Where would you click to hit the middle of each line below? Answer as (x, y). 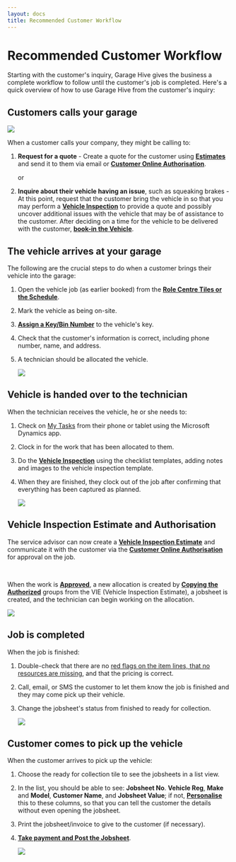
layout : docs (26, 14)
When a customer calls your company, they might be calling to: (99, 143)
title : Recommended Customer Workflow (64, 21)
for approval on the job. (41, 557)
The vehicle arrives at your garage (84, 251)
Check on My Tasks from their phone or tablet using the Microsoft (113, 425)
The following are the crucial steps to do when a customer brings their (110, 268)
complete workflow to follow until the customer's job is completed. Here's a (117, 83)
